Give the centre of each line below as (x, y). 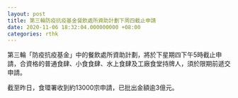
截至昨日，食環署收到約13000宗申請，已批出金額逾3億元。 (93, 88)
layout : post (27, 14)
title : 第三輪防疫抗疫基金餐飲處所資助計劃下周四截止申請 (82, 21)
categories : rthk (33, 34)
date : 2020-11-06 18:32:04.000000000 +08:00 (74, 27)
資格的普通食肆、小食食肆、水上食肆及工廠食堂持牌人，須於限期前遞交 (128, 64)
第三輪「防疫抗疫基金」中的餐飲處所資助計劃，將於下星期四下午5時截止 (112, 55)
